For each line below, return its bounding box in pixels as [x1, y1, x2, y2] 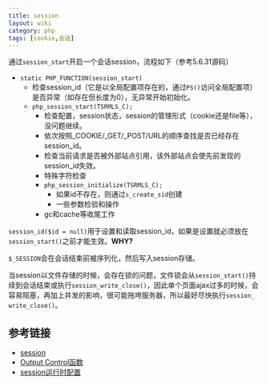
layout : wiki [8, 19, 52, 27]
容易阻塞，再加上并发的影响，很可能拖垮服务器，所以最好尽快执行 [8, 290, 226, 300]
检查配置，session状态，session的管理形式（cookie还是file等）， [43, 111, 257, 121]
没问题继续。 [43, 121, 87, 130]
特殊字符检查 [43, 171, 87, 181]
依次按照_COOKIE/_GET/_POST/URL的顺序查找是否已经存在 [43, 131, 240, 141]
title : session [8, 11, 59, 20]
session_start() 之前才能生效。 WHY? [8, 237, 134, 246]
